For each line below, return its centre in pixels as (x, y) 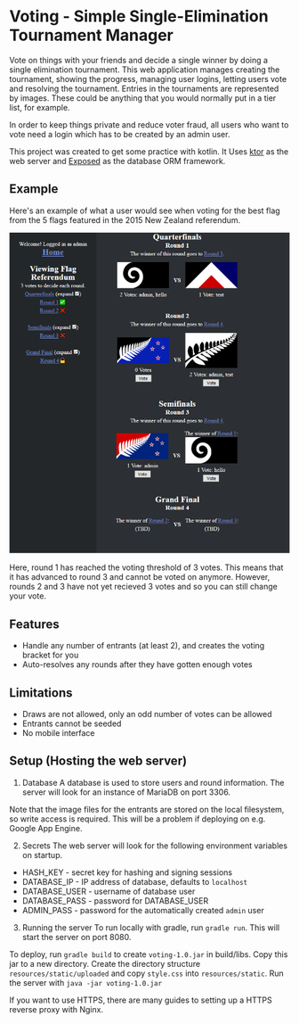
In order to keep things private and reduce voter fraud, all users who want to (149, 124)
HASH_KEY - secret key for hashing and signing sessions (127, 872)
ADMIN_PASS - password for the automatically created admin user (143, 910)
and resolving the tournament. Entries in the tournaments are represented (144, 88)
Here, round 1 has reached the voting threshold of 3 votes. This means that (146, 567)
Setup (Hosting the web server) (98, 761)
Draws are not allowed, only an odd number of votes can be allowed (147, 714)
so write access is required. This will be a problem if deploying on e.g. (137, 819)
